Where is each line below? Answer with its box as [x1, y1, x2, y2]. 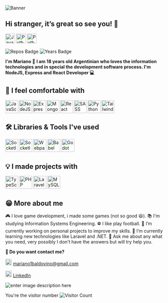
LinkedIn [12, 272, 31, 279]
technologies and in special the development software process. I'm [5, 64, 151, 70]
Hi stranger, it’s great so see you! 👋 [5, 19, 118, 28]
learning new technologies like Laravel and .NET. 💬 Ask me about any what [5, 233, 162, 239]
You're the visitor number [5, 292, 59, 298]
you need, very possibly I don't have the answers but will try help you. [5, 239, 153, 245]
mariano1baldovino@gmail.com [12, 260, 79, 267]
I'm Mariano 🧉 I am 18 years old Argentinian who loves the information [5, 58, 157, 64]
